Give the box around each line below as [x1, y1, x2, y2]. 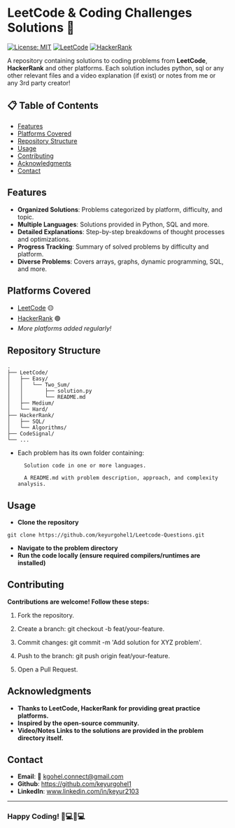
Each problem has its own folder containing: [17, 449, 145, 457]
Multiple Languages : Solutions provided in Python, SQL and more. [17, 220, 210, 228]
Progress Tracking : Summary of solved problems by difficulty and [17, 242, 209, 251]
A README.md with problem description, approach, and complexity [24, 474, 218, 481]
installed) [17, 559, 46, 567]
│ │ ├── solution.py [7, 388, 92, 395]
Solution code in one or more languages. [24, 463, 147, 470]
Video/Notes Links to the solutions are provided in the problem [17, 726, 204, 734]
